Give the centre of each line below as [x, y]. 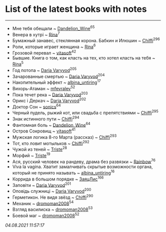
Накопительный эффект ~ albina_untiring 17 [57, 82]
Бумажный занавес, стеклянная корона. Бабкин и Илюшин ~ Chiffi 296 [86, 40]
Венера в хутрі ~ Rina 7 [36, 34]
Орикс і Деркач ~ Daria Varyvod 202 [49, 100]
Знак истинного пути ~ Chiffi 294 [46, 118]
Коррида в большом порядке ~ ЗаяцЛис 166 [58, 178]
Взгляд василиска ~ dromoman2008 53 [52, 209]
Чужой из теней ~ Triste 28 [40, 149]
